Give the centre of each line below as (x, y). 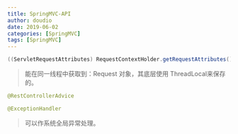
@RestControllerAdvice (41, 96)
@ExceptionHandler (34, 109)
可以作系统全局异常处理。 (62, 123)
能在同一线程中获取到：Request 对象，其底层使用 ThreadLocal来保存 (125, 74)
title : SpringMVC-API (39, 14)
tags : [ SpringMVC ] (34, 40)
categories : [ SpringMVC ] (44, 33)
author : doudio (30, 20)
